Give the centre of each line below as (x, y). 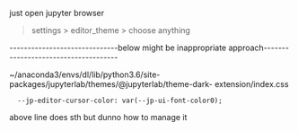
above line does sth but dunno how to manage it (98, 117)
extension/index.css (251, 84)
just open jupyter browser (57, 13)
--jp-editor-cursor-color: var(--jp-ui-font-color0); (120, 100)
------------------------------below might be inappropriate (118, 48)
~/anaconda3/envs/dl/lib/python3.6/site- (85, 74)
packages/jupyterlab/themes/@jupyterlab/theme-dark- (111, 84)
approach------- (259, 48)
